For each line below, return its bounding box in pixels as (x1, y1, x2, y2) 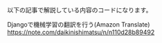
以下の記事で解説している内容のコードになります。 (7, 6, 152, 14)
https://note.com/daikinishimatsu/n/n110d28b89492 (7, 28, 155, 36)
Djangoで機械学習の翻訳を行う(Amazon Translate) (7, 20, 150, 29)
